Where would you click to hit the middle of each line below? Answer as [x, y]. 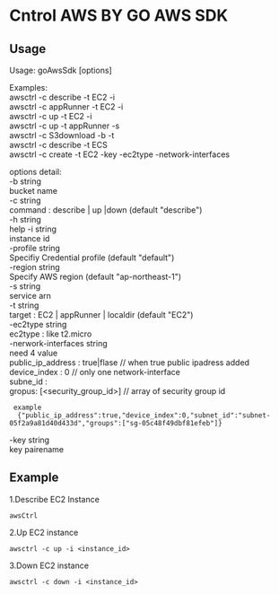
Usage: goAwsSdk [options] [61, 70]
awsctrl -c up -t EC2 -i [51, 116]
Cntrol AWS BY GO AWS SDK [119, 16]
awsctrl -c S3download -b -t [62, 135]
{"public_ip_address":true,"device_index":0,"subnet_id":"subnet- [144, 416]
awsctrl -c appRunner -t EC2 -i [66, 107]
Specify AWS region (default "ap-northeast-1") [96, 276]
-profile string [35, 248]
